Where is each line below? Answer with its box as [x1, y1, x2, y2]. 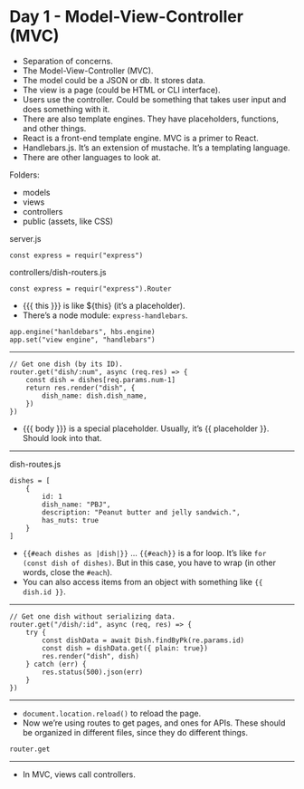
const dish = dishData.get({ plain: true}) [42, 643, 208, 653]
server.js [9, 233, 43, 244]
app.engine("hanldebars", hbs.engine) [9, 327, 156, 336]
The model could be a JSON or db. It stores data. [22, 74, 206, 85]
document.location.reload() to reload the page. [22, 707, 202, 718]
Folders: [9, 169, 40, 180]
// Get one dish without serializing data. [9, 611, 176, 621]
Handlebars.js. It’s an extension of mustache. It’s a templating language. [22, 142, 291, 153]
